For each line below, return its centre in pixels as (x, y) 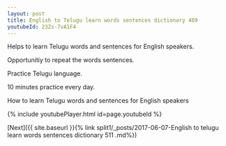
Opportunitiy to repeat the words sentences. (71, 60)
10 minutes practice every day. (51, 87)
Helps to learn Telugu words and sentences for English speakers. (101, 47)
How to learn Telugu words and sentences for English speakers (98, 101)
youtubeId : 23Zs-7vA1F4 (42, 27)
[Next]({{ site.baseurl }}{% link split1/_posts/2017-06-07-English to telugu (113, 128)
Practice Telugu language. (45, 73)
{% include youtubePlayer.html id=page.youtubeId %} (85, 114)
